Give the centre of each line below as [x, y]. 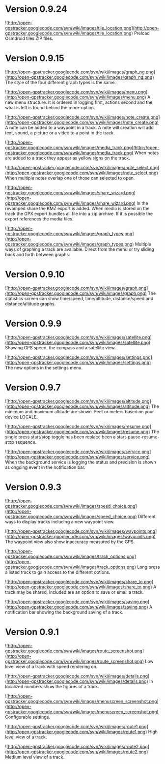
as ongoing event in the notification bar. [45, 467]
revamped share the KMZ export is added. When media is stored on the [77, 208]
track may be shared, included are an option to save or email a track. [74, 592]
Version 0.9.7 [33, 387]
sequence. [26, 442]
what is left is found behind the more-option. [50, 107]
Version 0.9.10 [35, 275]
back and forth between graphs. [38, 254]
